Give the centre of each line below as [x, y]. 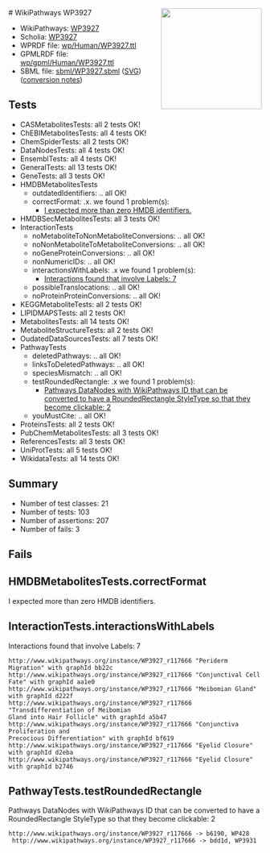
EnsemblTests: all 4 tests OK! [68, 158]
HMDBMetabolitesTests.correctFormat [107, 582]
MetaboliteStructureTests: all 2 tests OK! [86, 330]
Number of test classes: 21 [64, 503]
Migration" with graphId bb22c [61, 668]
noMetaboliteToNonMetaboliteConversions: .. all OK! [119, 235]
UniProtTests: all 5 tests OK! [66, 450]
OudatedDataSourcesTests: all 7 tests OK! [89, 339]
